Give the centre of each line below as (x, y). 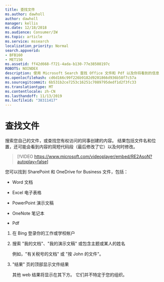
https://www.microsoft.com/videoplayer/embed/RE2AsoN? (93, 156)
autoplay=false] (33, 162)
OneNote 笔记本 (28, 214)
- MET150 (14, 60)
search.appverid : (23, 50)
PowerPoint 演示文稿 (33, 203)
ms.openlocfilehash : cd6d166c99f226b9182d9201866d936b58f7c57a (71, 78)
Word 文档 (22, 182)
